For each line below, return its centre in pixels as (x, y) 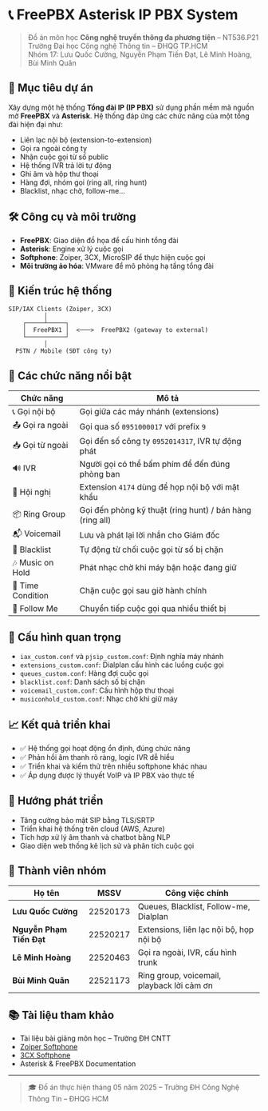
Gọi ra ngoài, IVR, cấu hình (188, 953)
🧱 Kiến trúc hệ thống (60, 291)
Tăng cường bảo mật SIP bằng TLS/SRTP (87, 820)
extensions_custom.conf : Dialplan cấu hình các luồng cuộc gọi (122, 665)
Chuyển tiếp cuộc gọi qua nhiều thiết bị (153, 609)
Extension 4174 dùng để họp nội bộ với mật (160, 487)
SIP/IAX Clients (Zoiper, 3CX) (60, 310)
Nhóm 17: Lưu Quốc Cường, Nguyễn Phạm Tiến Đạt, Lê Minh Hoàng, (140, 54)
